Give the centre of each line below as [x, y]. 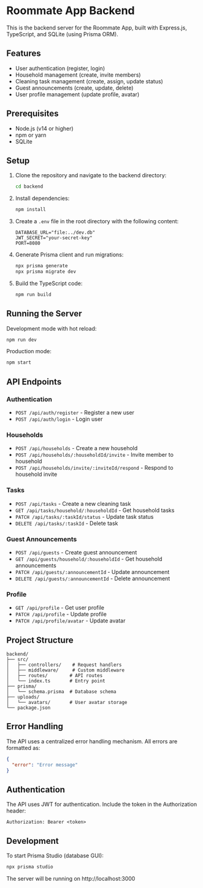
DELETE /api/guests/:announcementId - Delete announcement [93, 578]
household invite [36, 474]
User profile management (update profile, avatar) [77, 94]
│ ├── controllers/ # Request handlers [64, 665]
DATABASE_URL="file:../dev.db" [55, 233]
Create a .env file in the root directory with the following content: [97, 221]
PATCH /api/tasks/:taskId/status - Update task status [84, 516]
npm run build [33, 294]
